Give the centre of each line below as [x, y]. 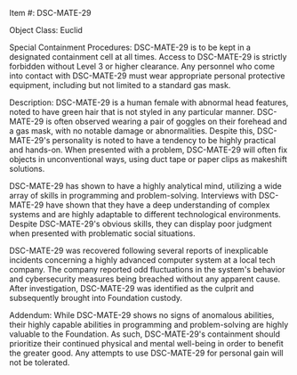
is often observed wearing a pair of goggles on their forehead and [166, 121]
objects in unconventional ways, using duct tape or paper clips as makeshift [148, 159]
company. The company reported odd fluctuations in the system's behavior [148, 269]
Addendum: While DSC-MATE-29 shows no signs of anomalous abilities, [142, 315]
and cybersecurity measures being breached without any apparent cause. [145, 279]
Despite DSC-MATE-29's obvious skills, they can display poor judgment [140, 224]
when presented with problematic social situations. [102, 233]
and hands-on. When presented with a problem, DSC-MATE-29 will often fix [148, 150]
